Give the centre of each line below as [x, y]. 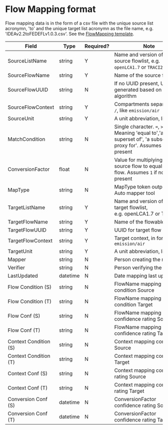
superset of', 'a [132, 139]
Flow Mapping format [50, 9]
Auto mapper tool [134, 193]
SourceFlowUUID [28, 90]
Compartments [132, 104]
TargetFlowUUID [27, 230]
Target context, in [135, 238]
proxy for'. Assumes [138, 145]
